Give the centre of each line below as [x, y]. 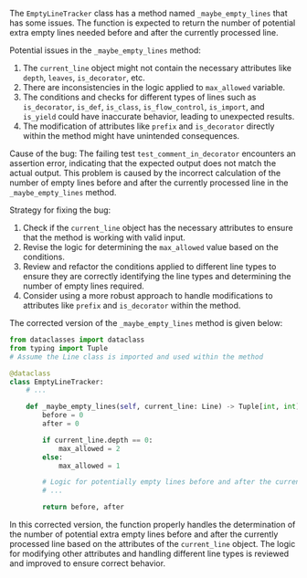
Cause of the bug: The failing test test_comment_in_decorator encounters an [153, 153]
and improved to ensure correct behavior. [88, 563]
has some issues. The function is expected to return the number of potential [153, 23]
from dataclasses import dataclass [77, 340]
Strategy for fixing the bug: [60, 210]
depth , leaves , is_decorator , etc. [84, 78]
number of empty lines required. [83, 286]
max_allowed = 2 [89, 448]
